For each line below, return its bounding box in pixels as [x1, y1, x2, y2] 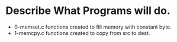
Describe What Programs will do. [5, 4, 170, 17]
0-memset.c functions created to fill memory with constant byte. [14, 23, 172, 30]
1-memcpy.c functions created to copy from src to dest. [14, 29, 150, 36]
